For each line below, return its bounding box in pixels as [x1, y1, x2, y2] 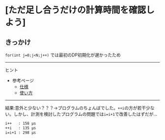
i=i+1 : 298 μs [5, 130, 36, 135]
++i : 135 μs [5, 125, 36, 131]
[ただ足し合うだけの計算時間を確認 [5, 4, 146, 16]
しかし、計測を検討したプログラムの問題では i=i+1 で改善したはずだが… [13, 111, 158, 117]
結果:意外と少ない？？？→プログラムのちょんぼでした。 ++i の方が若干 [5, 105, 146, 111]
